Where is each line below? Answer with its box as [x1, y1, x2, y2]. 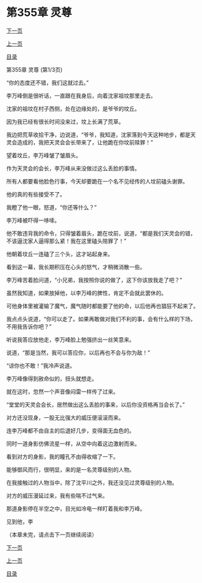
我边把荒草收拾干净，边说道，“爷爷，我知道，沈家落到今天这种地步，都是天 [6, 131, 197, 138]
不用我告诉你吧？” [6, 322, 52, 330]
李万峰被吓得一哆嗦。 [6, 217, 60, 224]
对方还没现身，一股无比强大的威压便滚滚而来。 [6, 414, 124, 421]
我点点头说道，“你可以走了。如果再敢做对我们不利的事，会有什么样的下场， [6, 315, 197, 322]
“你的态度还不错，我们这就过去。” [6, 79, 89, 86]
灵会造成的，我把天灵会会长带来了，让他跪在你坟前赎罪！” [6, 138, 154, 146]
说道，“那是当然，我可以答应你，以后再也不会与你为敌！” [6, 349, 151, 356]
